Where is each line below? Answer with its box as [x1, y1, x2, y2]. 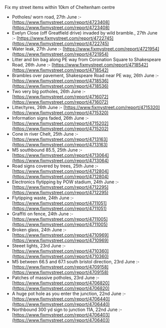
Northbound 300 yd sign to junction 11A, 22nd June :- [11, 306, 123, 312]
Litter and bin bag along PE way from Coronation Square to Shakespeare [11, 57, 162, 62]
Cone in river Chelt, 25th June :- [11, 131, 78, 137]
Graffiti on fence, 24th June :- [11, 211, 73, 217]
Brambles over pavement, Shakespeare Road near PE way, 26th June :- [11, 73, 159, 78]
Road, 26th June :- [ [11, 62, 53, 68]
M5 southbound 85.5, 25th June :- [11, 147, 83, 153]
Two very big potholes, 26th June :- [11, 89, 86, 94]
